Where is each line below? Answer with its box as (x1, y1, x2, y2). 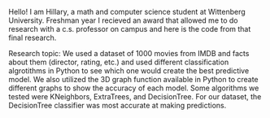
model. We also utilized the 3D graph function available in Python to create (8, 75, 259, 84)
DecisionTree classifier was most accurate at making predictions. (8, 101, 227, 110)
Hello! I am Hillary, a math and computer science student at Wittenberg (8, 7, 246, 16)
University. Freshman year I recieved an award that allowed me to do (8, 15, 238, 25)
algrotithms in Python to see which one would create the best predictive (8, 66, 250, 76)
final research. (8, 33, 57, 42)
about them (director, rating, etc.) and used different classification (8, 57, 229, 67)
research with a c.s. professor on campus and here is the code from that (8, 24, 251, 33)
